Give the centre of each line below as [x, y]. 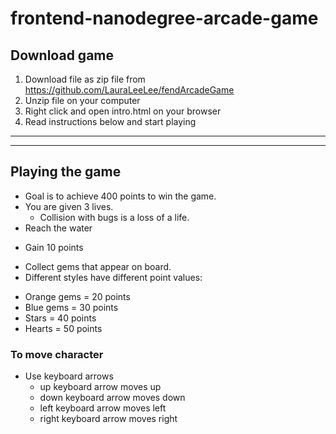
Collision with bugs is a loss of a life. [114, 217]
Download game [62, 55]
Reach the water [58, 228]
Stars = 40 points [60, 318]
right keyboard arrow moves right [108, 419]
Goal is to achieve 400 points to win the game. [120, 196]
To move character [57, 354]
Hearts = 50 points [63, 328]
